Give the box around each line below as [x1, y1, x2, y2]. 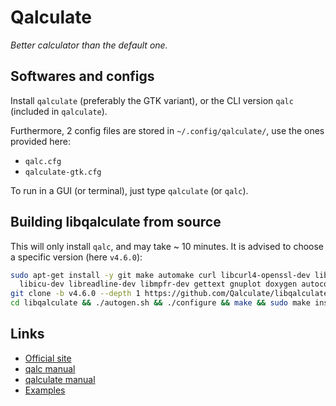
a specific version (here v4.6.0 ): [10, 251, 143, 263]
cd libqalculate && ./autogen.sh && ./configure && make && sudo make [10, 298, 311, 308]
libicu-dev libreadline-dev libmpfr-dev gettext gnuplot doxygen [19, 279, 298, 290]
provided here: [10, 135, 71, 147]
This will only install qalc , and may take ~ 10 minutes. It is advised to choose [10, 240, 325, 252]
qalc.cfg [24, 156, 62, 166]
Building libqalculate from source [10, 214, 222, 231]
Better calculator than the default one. [10, 39, 168, 51]
